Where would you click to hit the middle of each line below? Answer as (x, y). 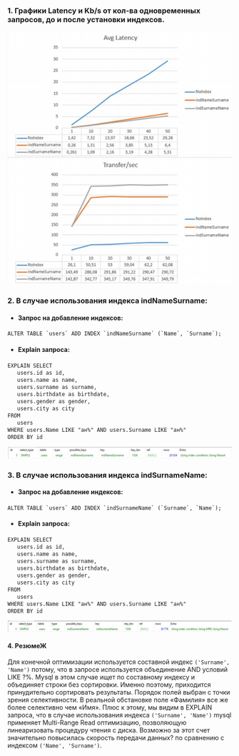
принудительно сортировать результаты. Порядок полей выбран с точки (119, 692)
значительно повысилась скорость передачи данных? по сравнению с (116, 737)
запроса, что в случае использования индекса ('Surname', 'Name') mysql (119, 715)
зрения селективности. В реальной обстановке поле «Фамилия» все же (118, 700)
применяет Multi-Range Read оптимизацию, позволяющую (97, 722)
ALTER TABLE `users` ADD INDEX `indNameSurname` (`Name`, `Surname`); (115, 334)
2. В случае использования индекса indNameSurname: (108, 301)
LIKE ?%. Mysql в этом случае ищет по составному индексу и (101, 677)
